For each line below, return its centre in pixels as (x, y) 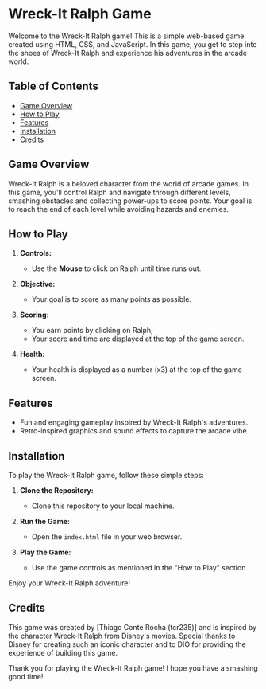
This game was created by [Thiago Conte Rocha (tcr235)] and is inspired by (132, 627)
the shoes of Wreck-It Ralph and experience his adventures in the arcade (128, 53)
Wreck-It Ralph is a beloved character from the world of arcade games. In (128, 183)
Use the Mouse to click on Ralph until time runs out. (116, 268)
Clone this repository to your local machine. (103, 506)
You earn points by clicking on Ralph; (92, 331)
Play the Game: (45, 552)
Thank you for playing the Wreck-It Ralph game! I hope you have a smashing (133, 668)
